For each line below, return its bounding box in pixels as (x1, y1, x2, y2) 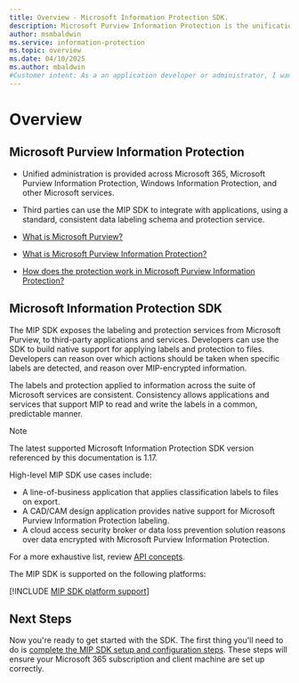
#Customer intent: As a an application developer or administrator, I (9, 71, 277, 80)
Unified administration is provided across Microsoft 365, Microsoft (21, 168, 265, 179)
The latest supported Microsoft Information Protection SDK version (9, 443, 255, 453)
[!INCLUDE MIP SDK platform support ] (9, 585, 149, 597)
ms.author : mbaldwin (9, 63, 86, 72)
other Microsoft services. (21, 187, 115, 198)
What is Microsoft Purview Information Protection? (21, 248, 207, 259)
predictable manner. (9, 408, 83, 419)
